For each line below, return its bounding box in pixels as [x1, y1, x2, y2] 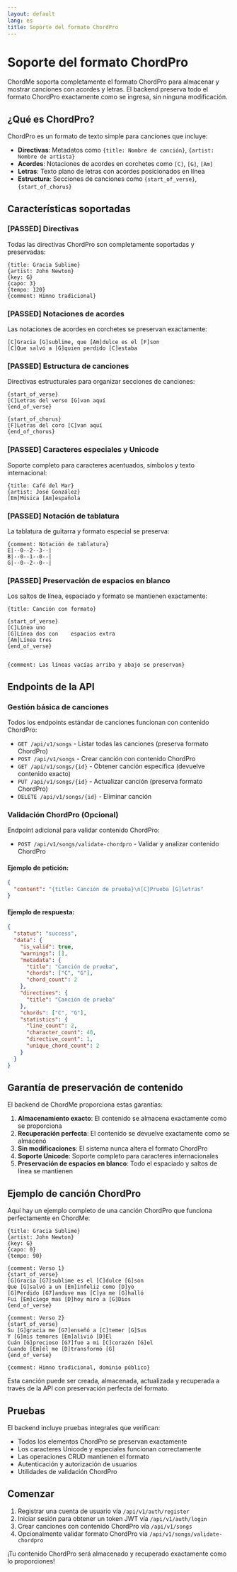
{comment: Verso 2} [7, 1314, 65, 1322]
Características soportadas [7, 203, 131, 215]
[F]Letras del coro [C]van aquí [7, 422, 103, 429]
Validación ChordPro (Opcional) [7, 809, 119, 819]
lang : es [7, 17, 33, 24]
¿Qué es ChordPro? [7, 113, 95, 125]
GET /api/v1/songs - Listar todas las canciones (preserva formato [17, 739, 209, 748]
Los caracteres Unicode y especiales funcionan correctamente [17, 1445, 202, 1453]
